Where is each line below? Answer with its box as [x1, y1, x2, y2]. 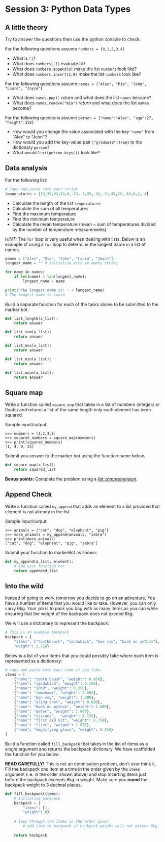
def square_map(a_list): [5, 462, 56, 468]
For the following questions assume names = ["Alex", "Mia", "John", [5, 81, 147, 87]
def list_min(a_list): [5, 356, 52, 361]
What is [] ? [12, 55, 36, 61]
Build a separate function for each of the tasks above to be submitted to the [5, 301, 159, 307]
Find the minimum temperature [12, 216, 75, 222]
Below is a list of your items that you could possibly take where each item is [5, 653, 159, 659]
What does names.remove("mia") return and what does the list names [12, 100, 149, 106]
